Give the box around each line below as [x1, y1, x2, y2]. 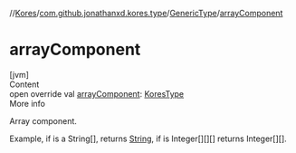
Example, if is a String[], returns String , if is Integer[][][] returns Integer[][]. [9, 133, 287, 144]
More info [9, 98, 46, 109]
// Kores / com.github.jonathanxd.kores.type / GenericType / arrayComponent [9, 8, 283, 18]
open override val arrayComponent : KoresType [9, 88, 185, 99]
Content [9, 79, 40, 90]
